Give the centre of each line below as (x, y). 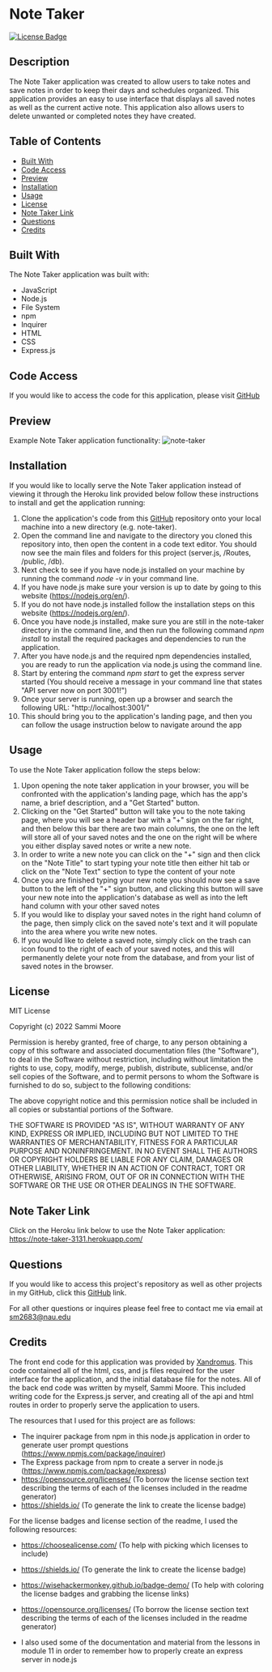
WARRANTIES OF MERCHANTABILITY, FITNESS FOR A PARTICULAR (123, 1142)
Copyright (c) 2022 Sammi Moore (65, 1027)
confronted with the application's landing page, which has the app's (134, 793)
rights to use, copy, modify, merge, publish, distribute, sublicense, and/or (131, 1068)
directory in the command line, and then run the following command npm (142, 630)
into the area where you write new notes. (89, 931)
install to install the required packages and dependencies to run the (133, 638)
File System (40, 308)
